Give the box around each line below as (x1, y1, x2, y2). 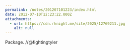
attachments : (5, 16, 32, 21)
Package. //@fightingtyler (5, 39, 58, 45)
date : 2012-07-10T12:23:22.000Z (5, 12, 72, 17)
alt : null (14, 26, 35, 31)
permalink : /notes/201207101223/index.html (5, 7, 97, 12)
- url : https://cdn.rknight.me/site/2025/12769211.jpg (9, 21, 126, 26)
